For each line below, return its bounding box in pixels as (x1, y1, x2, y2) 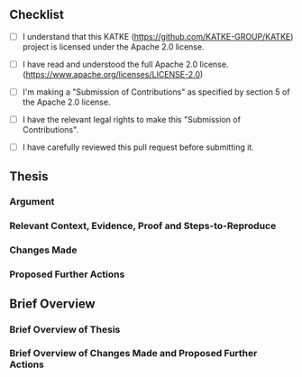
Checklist (9, 7, 65, 23)
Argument (9, 196, 55, 208)
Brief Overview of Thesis (9, 323, 121, 336)
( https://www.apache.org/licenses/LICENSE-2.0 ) (22, 69, 204, 79)
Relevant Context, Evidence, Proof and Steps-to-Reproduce (9, 220, 277, 233)
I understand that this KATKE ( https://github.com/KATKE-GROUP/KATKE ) (22, 31, 294, 41)
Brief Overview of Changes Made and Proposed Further (9, 347, 258, 360)
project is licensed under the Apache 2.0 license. (22, 41, 205, 52)
